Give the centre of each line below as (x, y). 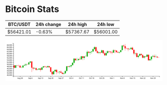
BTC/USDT (19, 24)
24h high (77, 24)
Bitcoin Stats (32, 9)
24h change (48, 24)
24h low (105, 24)
